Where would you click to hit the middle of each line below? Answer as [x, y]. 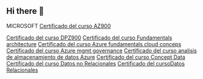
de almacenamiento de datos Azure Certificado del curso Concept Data [96, 57]
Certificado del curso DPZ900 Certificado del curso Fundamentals [89, 38]
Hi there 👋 [25, 11]
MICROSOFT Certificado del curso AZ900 [59, 26]
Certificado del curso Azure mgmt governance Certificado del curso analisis [102, 50]
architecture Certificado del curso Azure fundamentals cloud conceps [94, 44]
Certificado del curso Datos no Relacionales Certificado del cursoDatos [96, 63]
